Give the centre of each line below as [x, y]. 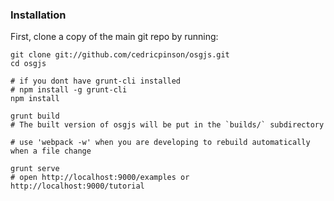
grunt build [35, 116]
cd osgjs [28, 64]
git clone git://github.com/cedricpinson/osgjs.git [120, 55]
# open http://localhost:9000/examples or [100, 178]
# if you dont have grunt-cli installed [96, 81]
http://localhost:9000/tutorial [77, 186]
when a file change [51, 151]
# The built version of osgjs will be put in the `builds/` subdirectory [167, 125]
